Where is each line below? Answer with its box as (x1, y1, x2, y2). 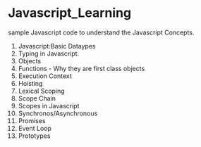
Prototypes (18, 132, 51, 140)
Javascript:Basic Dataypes (18, 41, 96, 50)
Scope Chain (18, 94, 56, 103)
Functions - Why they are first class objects (18, 64, 145, 72)
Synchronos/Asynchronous (18, 109, 98, 117)
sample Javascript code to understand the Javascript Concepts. (8, 28, 195, 37)
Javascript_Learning (8, 5, 132, 21)
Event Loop (18, 124, 52, 132)
